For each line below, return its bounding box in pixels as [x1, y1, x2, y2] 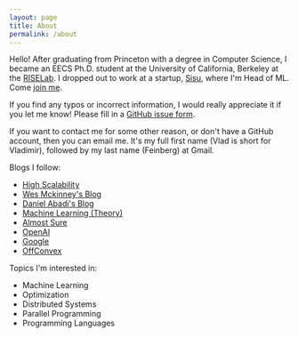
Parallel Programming [21, 309, 101, 319]
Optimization [21, 290, 69, 301]
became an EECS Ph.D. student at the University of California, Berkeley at [9, 63, 278, 74]
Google [21, 237, 50, 247]
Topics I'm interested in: [9, 263, 98, 274]
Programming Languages [21, 317, 116, 329]
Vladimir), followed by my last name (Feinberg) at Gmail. [9, 145, 215, 156]
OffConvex [21, 245, 62, 256]
